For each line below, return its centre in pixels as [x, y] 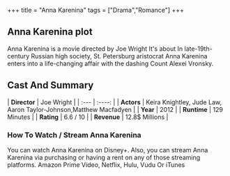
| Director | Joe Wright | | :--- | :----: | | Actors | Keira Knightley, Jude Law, [114, 102]
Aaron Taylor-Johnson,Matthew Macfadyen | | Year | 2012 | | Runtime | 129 [115, 109]
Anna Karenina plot [50, 32]
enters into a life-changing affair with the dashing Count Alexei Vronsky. [110, 63]
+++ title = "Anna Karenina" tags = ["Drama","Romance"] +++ [96, 10]
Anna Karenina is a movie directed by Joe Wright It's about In [95, 49]
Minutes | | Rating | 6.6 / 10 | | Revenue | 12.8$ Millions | [88, 117]
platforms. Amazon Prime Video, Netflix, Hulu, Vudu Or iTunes [96, 165]
